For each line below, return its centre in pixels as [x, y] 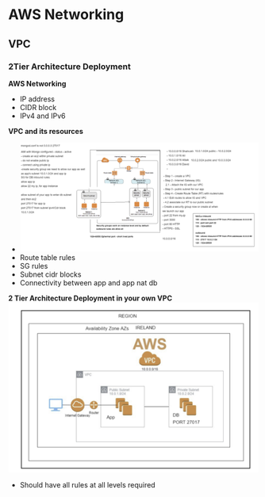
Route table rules [47, 258]
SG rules [34, 266]
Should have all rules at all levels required [88, 484]
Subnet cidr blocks [50, 274]
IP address [37, 99]
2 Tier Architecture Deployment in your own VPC [90, 298]
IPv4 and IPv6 [42, 116]
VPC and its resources [46, 131]
